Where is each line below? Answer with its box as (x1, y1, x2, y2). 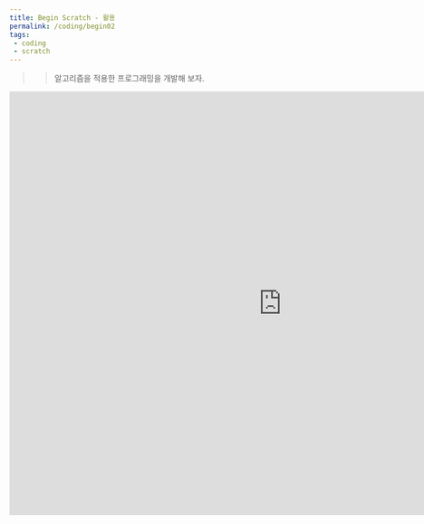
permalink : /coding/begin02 (9, 22, 116, 31)
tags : (9, 30, 30, 39)
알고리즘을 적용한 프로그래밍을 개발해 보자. (53, 73, 206, 84)
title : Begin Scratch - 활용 (9, 13, 116, 23)
